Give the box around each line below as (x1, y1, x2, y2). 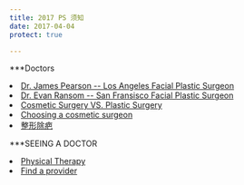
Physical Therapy (21, 156, 86, 167)
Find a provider (21, 165, 78, 177)
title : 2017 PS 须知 (9, 13, 84, 23)
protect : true (9, 30, 63, 39)
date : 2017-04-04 (9, 22, 75, 31)
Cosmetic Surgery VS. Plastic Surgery (21, 100, 163, 111)
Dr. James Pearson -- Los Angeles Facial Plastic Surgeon (21, 81, 234, 92)
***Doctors (9, 63, 55, 73)
